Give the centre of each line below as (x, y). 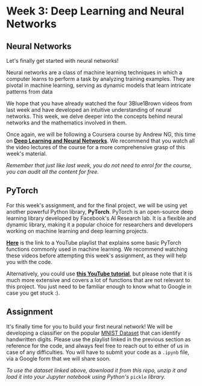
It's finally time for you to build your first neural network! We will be (90, 326)
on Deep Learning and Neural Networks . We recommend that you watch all (100, 141)
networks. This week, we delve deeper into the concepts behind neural (94, 116)
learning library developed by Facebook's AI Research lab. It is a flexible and (101, 218)
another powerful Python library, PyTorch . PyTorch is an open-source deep (100, 211)
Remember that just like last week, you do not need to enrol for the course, (99, 165)
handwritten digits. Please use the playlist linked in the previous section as (99, 339)
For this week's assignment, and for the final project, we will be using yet (97, 205)
